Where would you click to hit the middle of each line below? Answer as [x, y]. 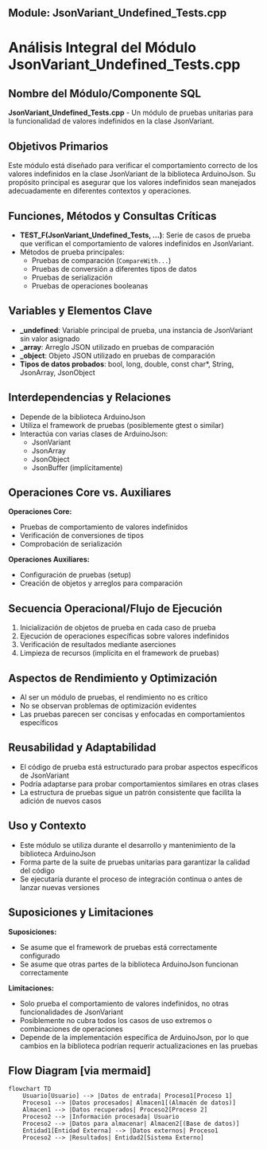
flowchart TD [30, 1089]
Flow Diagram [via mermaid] [79, 1071]
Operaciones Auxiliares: [49, 559]
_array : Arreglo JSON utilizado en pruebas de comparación [117, 347]
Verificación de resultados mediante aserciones [98, 645]
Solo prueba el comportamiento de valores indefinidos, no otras [124, 1003]
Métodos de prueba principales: [72, 252]
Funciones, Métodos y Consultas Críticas [112, 216]
